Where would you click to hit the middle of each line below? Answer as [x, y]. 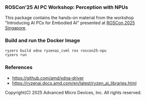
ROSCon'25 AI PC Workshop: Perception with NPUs [67, 7]
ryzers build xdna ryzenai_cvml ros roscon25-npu [56, 50]
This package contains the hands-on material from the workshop [69, 18]
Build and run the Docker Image [43, 41]
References [19, 68]
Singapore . [16, 28]
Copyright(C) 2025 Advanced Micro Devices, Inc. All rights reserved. [73, 92]
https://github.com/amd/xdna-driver [48, 78]
